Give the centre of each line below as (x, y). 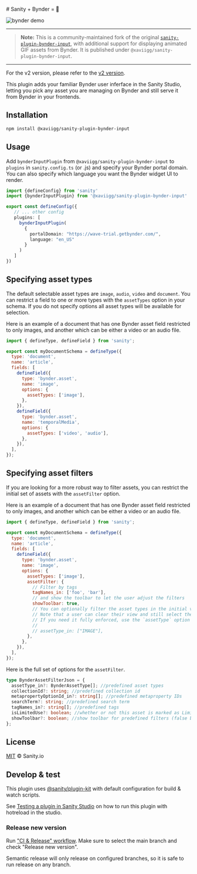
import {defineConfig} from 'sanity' (52, 191)
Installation (27, 115)
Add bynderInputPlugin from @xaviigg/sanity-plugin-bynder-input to (90, 161)
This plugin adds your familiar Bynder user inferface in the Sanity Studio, (94, 84)
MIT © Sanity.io (25, 756)
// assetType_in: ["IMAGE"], (68, 631)
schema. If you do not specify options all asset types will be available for (94, 306)
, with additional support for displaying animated (129, 43)
